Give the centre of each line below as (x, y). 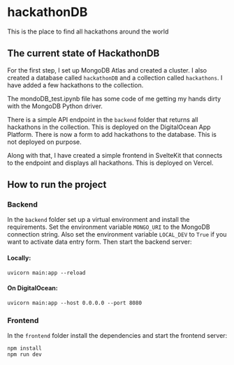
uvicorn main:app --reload (46, 273)
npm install (24, 349)
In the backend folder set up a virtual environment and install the (98, 220)
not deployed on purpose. (44, 142)
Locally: (19, 258)
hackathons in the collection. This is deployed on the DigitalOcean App (109, 127)
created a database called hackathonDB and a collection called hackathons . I (115, 77)
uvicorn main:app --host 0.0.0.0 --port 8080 (74, 303)
